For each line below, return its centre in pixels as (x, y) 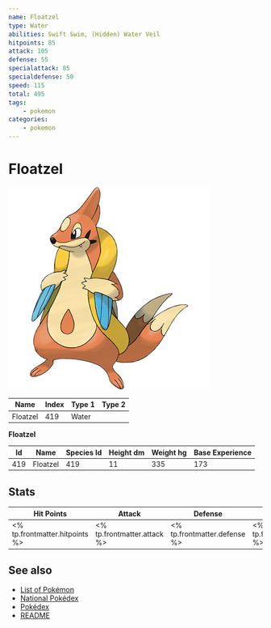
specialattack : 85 (39, 69)
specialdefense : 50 (41, 77)
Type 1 (83, 405)
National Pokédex (49, 598)
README (35, 616)
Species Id (84, 452)
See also (30, 570)
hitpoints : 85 (32, 43)
